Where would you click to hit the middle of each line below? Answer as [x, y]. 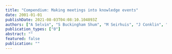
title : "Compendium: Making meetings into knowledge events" [72, 10]
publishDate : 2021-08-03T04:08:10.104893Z [51, 20]
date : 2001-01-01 [24, 15]
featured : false [23, 39]
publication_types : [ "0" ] [33, 29]
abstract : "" [19, 34]
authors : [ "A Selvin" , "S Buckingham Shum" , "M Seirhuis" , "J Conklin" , [84, 24]
